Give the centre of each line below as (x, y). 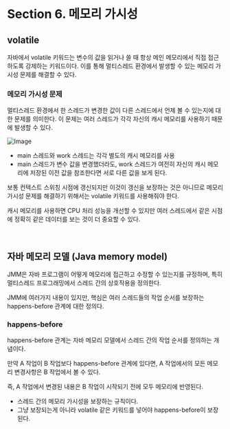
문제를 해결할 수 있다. (48, 74)
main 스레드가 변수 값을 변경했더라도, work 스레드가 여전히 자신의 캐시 (111, 164)
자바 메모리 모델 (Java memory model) (88, 257)
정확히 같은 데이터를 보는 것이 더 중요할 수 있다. (77, 219)
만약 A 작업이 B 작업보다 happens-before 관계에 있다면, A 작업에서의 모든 (106, 364)
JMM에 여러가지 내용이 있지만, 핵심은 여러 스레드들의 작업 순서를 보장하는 (106, 297)
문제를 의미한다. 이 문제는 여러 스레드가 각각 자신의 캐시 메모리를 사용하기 (112, 119)
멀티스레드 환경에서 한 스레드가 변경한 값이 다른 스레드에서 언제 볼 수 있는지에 (111, 110)
